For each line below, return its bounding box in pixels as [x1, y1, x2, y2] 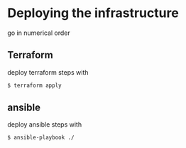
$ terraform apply [7, 82, 62, 89]
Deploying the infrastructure [7, 5, 179, 21]
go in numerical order [7, 28, 71, 37]
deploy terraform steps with [7, 68, 89, 76]
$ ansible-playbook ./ [7, 134, 75, 142]
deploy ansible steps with [7, 120, 82, 129]
